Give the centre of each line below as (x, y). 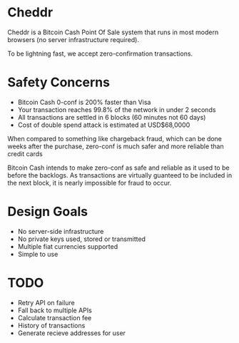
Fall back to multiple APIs (55, 310)
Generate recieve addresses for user (72, 333)
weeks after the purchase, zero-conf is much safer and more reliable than (116, 146)
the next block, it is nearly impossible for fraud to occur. (90, 183)
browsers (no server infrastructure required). (73, 39)
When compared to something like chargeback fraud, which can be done (115, 138)
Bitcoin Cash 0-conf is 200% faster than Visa (84, 102)
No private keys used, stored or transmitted (82, 239)
